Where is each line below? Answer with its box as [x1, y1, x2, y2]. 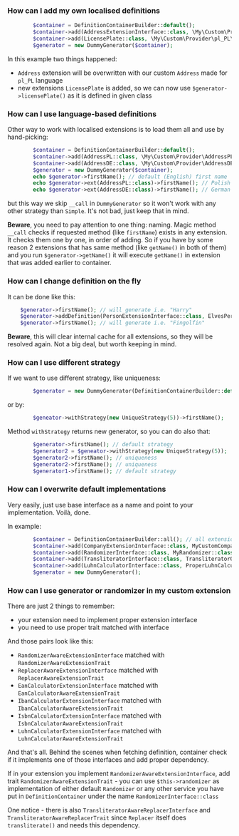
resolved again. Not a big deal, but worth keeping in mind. [7, 340, 177, 349]
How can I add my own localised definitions [7, 6, 161, 16]
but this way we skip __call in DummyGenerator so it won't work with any [7, 199, 217, 208]
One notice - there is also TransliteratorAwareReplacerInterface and [7, 806, 211, 815]
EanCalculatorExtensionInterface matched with [17, 681, 159, 690]
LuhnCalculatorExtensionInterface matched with [17, 726, 162, 736]
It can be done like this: [7, 292, 76, 301]
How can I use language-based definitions [7, 109, 157, 119]
